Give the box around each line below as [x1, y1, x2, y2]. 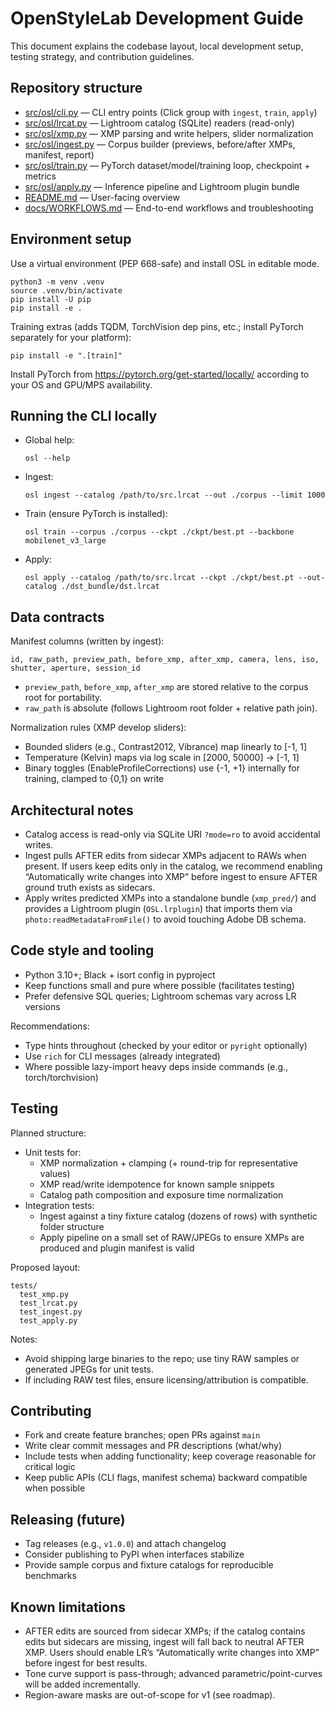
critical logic [24, 1461, 76, 1473]
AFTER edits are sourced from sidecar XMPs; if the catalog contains [24, 1625, 306, 1637]
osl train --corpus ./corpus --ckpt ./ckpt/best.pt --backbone [24, 527, 295, 537]
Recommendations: [10, 1020, 90, 1032]
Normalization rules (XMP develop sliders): [10, 722, 187, 734]
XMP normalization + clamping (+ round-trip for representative [39, 1157, 298, 1169]
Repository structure [10, 80, 143, 97]
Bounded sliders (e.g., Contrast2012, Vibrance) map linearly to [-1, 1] [24, 741, 307, 753]
